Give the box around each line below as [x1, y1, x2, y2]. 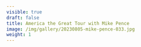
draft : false [6, 15, 40, 21]
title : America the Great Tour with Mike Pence [6, 20, 130, 26]
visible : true [6, 9, 43, 15]
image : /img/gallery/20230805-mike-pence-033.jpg [6, 26, 136, 32]
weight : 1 [6, 32, 32, 38]
